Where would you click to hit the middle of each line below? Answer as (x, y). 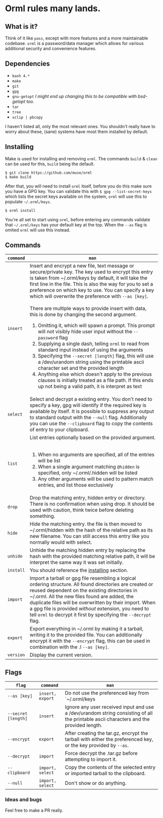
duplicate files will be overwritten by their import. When (93, 603)
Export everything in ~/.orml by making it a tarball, (87, 629)
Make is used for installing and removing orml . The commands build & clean (81, 158)
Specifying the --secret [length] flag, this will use (96, 356)
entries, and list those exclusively (76, 485)
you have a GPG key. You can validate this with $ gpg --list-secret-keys (78, 191)
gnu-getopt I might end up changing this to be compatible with (74, 96)
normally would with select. (61, 542)
